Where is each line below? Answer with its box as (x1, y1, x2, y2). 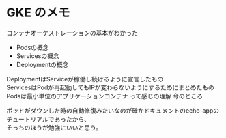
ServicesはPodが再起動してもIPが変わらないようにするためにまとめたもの (6, 83, 214, 92)
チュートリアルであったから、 (6, 115, 90, 123)
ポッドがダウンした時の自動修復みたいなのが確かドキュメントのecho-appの (6, 106, 220, 115)
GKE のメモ (6, 5, 70, 20)
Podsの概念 (16, 43, 49, 51)
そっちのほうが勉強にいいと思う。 (6, 123, 102, 132)
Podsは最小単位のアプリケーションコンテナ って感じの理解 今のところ (6, 92, 203, 100)
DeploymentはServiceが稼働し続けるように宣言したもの (6, 74, 164, 83)
